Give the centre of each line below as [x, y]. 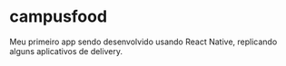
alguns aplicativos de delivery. [66, 51]
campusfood [58, 17]
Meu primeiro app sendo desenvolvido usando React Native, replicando [143, 42]
